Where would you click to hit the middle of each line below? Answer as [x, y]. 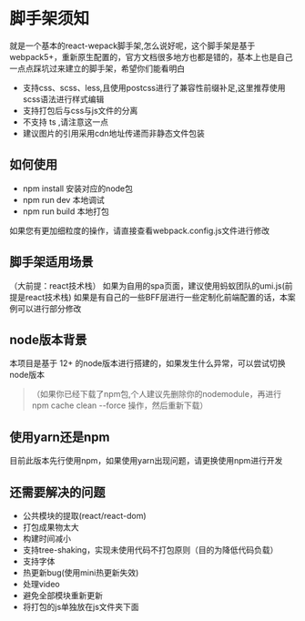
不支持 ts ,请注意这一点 [66, 122]
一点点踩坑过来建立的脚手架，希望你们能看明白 [97, 68]
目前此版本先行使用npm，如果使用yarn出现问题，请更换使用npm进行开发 [146, 461]
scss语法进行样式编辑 [63, 99]
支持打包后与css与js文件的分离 [80, 110]
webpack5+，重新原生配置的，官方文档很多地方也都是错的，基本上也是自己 [151, 56]
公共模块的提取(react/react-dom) [85, 516]
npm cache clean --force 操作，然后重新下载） [120, 405]
